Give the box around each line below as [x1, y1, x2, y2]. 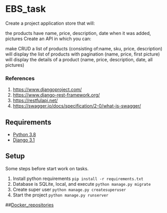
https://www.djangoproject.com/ [12, 86, 82, 93]
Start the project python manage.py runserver [12, 191, 109, 198]
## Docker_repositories [5, 202, 54, 208]
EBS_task [5, 3, 46, 15]
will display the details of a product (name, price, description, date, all [5, 56, 153, 62]
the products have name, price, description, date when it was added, [5, 30, 151, 36]
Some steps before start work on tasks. [5, 165, 89, 171]
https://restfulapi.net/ [12, 97, 58, 103]
